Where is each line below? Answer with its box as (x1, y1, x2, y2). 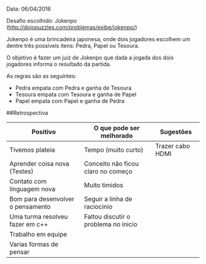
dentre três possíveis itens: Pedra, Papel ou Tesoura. (6, 42, 140, 49)
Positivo (31, 128, 56, 136)
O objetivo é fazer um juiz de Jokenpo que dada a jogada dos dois (6, 54, 174, 61)
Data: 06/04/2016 (6, 6, 51, 12)
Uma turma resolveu (9, 212, 69, 220)
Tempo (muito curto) (83, 146, 144, 154)
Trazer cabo (155, 142, 190, 150)
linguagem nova (9, 185, 56, 193)
